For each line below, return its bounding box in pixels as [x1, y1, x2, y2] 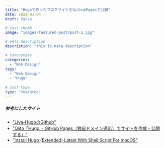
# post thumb [5, 25, 32, 30]
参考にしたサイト [5, 105, 40, 112]
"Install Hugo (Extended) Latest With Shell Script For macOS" [12, 137, 138, 143]
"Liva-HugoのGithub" [12, 119, 56, 125]
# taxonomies [5, 53, 32, 58]
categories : [5, 57, 30, 62]
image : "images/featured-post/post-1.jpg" [5, 30, 94, 35]
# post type [5, 85, 30, 90]
